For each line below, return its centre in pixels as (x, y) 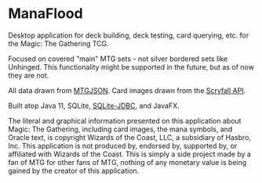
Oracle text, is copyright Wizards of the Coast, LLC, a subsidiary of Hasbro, (130, 137)
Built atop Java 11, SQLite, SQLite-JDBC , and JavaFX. (94, 106)
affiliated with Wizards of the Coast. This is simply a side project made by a (129, 154)
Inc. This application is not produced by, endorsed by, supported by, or (123, 145)
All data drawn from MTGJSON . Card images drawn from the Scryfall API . (127, 90)
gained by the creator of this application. (74, 170)
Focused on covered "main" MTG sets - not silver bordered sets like (118, 59)
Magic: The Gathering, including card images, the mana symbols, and (120, 129)
